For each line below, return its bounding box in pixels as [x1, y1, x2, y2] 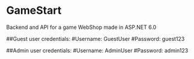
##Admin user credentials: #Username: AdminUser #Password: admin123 [6, 46, 189, 54]
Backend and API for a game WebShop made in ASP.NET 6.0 [6, 23, 157, 31]
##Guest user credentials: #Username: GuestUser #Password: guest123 [6, 35, 185, 42]
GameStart [6, 4, 62, 17]
